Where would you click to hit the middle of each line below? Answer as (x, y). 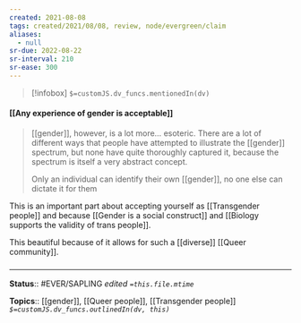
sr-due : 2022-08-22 (46, 51)
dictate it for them (64, 189)
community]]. (34, 252)
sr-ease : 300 (34, 68)
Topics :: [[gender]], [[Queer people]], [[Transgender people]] (123, 302)
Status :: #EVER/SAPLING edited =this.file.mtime (102, 284)
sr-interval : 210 (42, 59)
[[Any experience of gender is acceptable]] (91, 114)
